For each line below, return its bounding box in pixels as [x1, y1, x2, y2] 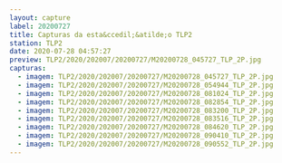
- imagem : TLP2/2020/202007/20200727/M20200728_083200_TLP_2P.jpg [17, 106, 274, 115]
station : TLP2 [9, 38, 63, 48]
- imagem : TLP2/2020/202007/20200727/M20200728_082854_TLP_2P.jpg [17, 97, 274, 107]
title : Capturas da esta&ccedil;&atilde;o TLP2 [9, 30, 193, 39]
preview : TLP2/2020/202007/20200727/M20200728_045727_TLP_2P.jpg [9, 55, 261, 64]
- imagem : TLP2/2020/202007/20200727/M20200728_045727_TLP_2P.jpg [17, 72, 274, 81]
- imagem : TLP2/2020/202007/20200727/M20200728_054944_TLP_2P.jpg [17, 81, 274, 90]
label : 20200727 [9, 22, 71, 31]
